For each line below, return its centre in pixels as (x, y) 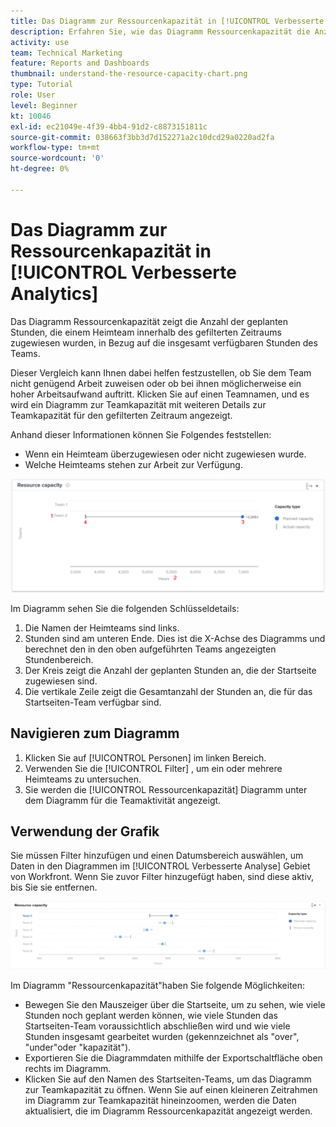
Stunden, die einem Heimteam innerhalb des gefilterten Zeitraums (146, 332)
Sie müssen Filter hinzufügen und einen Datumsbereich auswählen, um (157, 856)
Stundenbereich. (59, 659)
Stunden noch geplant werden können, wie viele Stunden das (151, 1015)
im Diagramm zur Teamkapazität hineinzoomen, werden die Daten (160, 1100)
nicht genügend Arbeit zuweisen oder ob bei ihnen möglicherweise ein (156, 383)
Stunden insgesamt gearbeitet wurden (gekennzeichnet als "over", (162, 1036)
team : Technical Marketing (66, 53)
